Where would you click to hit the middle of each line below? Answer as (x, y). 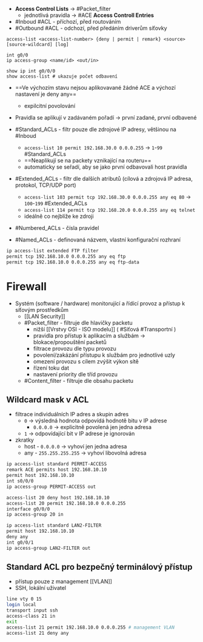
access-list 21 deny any (38, 633)
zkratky (25, 440)
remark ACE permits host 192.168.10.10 (57, 470)
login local (21, 605)
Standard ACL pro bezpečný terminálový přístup (99, 567)
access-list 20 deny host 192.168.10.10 (58, 498)
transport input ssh (32, 610)
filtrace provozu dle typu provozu (75, 348)
